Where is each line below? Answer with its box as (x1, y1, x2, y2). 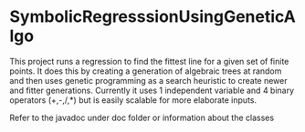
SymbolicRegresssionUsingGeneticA (9, 6, 297, 27)
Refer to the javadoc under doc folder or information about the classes (9, 112, 275, 123)
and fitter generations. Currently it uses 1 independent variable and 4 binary (9, 85, 295, 96)
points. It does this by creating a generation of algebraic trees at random (9, 66, 282, 76)
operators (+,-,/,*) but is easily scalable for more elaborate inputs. (9, 94, 258, 106)
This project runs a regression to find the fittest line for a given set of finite (9, 56, 289, 66)
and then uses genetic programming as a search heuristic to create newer (9, 75, 288, 86)
